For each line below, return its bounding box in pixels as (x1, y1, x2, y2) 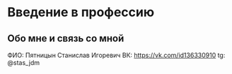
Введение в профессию (7, 4, 154, 20)
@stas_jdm (7, 58, 40, 67)
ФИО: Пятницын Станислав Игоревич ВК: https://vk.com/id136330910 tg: (7, 51, 226, 59)
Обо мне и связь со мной (7, 32, 124, 44)
